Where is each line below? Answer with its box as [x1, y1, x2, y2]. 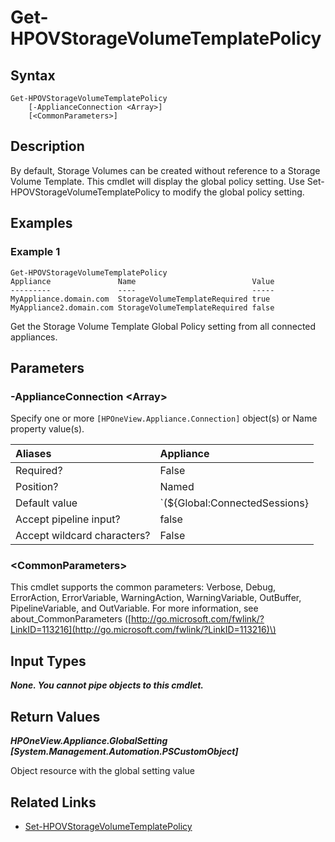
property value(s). [10, 423, 85, 435]
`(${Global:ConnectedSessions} [159, 496, 309, 510]
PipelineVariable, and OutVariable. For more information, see [10, 602, 259, 615]
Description [10, 138, 85, 155]
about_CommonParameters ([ [10, 613, 132, 625]
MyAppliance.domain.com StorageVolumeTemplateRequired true [10, 294, 271, 304]
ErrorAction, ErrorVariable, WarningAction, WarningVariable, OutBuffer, [10, 592, 302, 604]
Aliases [15, 447, 52, 461]
